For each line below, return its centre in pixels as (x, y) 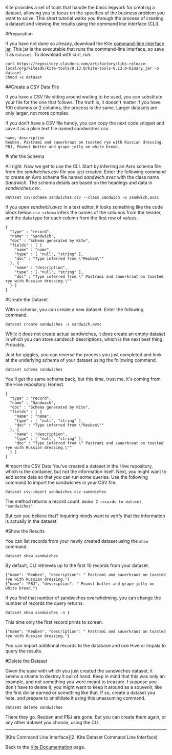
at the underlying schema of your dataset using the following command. (81, 360)
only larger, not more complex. (38, 113)
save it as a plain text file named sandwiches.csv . (58, 128)
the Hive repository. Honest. (35, 384)
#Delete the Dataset (26, 661)
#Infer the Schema (25, 156)
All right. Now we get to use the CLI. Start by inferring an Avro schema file (83, 166)
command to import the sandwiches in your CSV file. (61, 482)
